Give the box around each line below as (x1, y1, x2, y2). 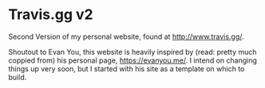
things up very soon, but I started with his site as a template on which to (8, 63, 245, 73)
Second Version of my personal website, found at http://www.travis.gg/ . (8, 32, 245, 41)
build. (8, 72, 27, 82)
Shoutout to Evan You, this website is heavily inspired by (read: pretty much (8, 47, 257, 56)
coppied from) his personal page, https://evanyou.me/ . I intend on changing (8, 55, 257, 65)
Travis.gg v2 (8, 6, 93, 24)
